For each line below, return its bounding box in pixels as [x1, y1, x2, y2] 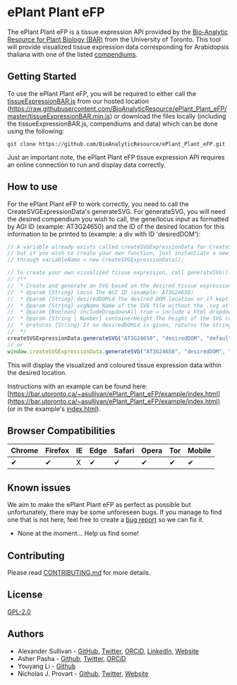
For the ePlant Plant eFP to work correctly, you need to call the [7, 199, 189, 208]
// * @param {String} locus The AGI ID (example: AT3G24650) [7, 289, 194, 296]
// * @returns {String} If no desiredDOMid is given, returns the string [7, 322, 232, 329]
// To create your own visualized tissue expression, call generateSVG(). [7, 269, 232, 276]
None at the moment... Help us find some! [17, 529, 140, 537]
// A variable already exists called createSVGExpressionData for [7, 243, 207, 251]
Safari [114, 446, 135, 455]
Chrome [11, 446, 39, 455]
